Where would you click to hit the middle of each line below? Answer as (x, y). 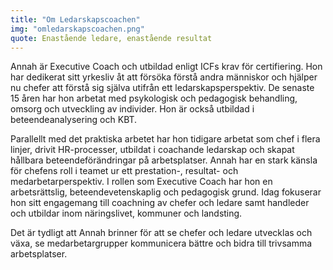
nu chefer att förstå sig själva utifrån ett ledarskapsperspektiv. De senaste (162, 88)
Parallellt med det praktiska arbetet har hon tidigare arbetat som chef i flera (165, 139)
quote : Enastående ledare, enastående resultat (111, 38)
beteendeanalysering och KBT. (74, 120)
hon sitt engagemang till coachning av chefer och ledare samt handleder (160, 203)
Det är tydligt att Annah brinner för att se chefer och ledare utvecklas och (161, 233)
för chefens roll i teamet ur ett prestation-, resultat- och (124, 171)
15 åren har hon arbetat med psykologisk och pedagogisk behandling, (154, 98)
